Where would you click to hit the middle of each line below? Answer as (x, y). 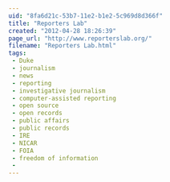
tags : (17, 53)
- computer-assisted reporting (64, 98)
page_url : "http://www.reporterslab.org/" (80, 38)
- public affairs (40, 121)
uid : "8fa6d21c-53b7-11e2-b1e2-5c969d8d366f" (85, 16)
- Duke (23, 61)
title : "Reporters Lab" (48, 23)
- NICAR (24, 143)
